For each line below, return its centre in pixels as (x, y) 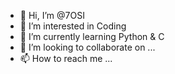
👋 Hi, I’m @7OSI (52, 15)
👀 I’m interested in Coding (73, 26)
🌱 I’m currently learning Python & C (92, 36)
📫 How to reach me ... (66, 58)
